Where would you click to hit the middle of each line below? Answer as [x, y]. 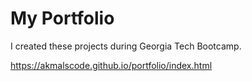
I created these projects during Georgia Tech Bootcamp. [126, 46]
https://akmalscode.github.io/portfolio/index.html [111, 65]
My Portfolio [62, 18]
